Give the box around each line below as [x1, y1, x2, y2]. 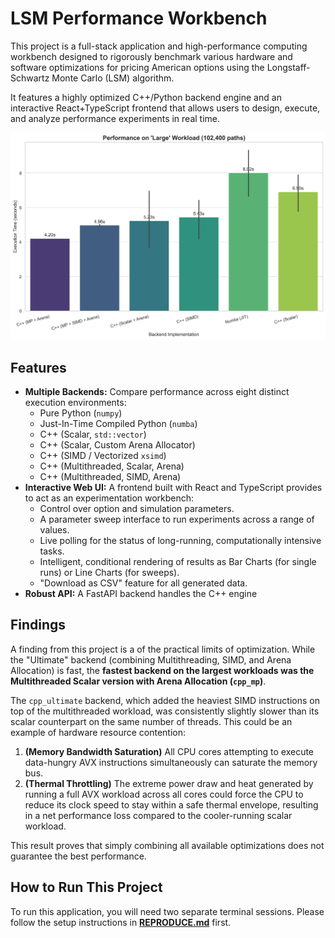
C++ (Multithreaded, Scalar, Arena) [39, 460, 185, 472]
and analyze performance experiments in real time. [10, 112, 221, 124]
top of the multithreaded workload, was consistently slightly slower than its [10, 705, 320, 717]
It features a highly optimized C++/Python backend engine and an [10, 91, 282, 103]
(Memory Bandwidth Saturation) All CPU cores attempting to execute [24, 745, 315, 757]
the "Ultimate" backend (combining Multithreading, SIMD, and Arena [10, 653, 292, 666]
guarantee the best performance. [10, 850, 147, 862]
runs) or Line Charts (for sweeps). [39, 566, 180, 578]
